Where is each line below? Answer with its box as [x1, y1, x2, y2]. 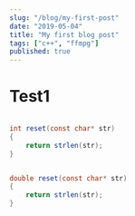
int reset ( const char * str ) [9, 124, 116, 133]
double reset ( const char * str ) [9, 173, 128, 182]
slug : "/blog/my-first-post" [9, 13, 120, 23]
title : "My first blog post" [9, 30, 120, 39]
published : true [9, 47, 71, 56]
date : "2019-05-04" [9, 22, 83, 31]
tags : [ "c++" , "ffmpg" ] [9, 38, 100, 48]
